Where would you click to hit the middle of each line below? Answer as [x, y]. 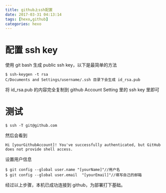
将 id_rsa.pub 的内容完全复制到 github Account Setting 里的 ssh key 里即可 [82, 90]
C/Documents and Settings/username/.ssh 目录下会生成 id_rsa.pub [73, 80]
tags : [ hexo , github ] [27, 19]
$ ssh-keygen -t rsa [27, 75]
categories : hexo [23, 24]
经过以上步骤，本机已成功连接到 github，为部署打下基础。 [65, 185]
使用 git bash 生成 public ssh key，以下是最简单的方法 [61, 65]
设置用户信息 [18, 159]
